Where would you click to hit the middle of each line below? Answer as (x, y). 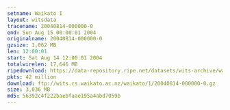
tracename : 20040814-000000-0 (50, 26)
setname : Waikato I (35, 13)
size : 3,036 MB (29, 90)
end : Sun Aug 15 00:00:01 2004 (52, 32)
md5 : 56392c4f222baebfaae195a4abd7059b (64, 96)
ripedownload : (27, 70)
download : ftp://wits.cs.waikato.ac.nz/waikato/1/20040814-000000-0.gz (111, 83)
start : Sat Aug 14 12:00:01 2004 (55, 58)
